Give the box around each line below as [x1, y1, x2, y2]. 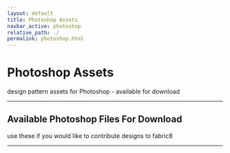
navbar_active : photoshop [7, 23, 81, 29]
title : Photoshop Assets [7, 16, 78, 23]
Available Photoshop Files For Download [7, 113, 183, 125]
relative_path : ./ [7, 29, 60, 36]
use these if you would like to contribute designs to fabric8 [7, 131, 173, 140]
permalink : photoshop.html [7, 36, 84, 42]
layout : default [7, 10, 53, 17]
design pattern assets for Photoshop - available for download [7, 87, 180, 96]
